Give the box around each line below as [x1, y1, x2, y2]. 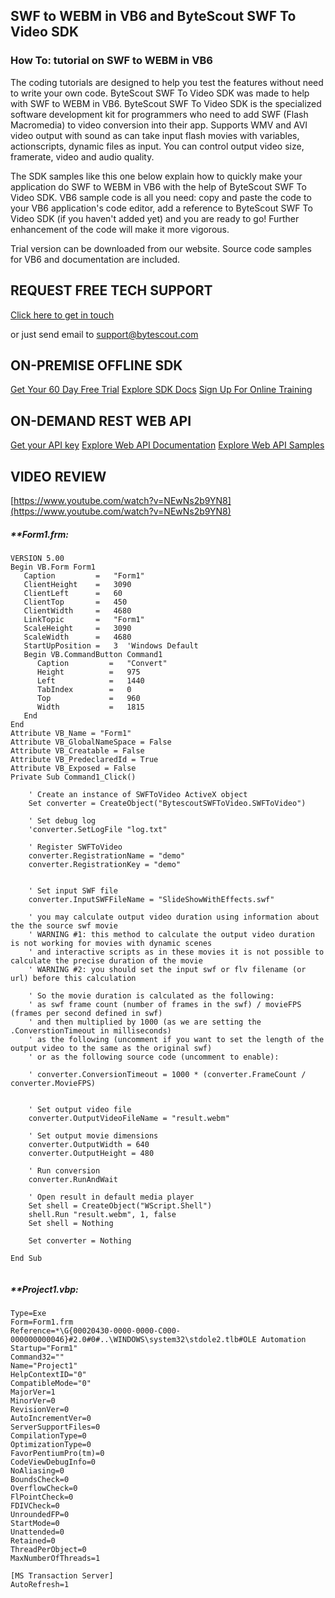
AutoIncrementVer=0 [10, 1413, 92, 1423]
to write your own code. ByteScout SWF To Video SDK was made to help [10, 87, 310, 99]
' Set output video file [28, 1104, 132, 1114]
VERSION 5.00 [10, 553, 65, 563]
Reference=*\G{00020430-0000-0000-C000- [10, 1325, 182, 1336]
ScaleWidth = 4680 [23, 632, 132, 642]
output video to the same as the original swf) [10, 1043, 213, 1053]
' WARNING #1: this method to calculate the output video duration [28, 929, 315, 939]
